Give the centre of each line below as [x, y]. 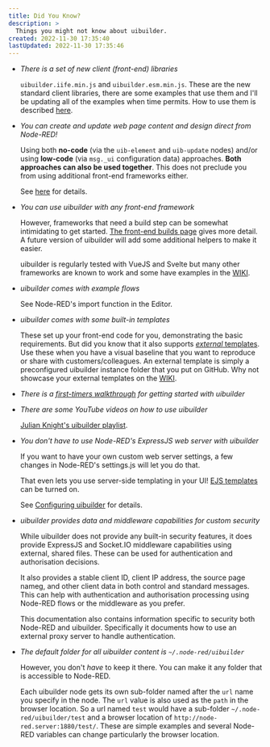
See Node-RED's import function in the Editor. [96, 304]
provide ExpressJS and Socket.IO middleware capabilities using [126, 545]
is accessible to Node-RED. [65, 676]
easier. [31, 249]
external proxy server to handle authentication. [98, 636]
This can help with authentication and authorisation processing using [135, 595]
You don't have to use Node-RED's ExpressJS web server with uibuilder [139, 441]
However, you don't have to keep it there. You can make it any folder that [141, 668]
